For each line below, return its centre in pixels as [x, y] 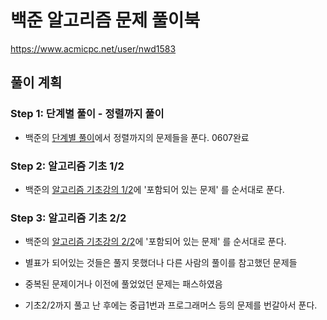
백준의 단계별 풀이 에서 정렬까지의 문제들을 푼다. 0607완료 [137, 137]
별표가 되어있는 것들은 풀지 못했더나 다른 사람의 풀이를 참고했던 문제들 [161, 263]
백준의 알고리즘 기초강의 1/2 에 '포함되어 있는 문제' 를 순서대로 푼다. [154, 189]
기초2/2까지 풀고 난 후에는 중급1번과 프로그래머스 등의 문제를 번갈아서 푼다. [171, 305]
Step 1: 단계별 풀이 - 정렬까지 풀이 [87, 114]
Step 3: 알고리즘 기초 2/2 [68, 218]
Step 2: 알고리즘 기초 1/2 [67, 166]
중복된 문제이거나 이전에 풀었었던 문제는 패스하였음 [123, 284]
